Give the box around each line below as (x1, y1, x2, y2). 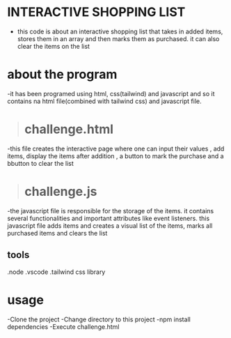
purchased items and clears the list (7, 229, 108, 237)
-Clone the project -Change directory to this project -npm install (7, 315, 191, 323)
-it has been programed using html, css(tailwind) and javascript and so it (7, 89, 215, 98)
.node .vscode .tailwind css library (7, 268, 106, 276)
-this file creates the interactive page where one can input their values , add (7, 144, 225, 153)
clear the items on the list (17, 42, 90, 50)
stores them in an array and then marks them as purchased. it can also (17, 34, 220, 43)
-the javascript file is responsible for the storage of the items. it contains (7, 206, 214, 215)
